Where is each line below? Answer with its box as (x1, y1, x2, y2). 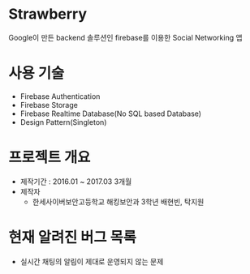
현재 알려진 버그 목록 (8, 229, 136, 246)
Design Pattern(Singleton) (19, 117, 107, 126)
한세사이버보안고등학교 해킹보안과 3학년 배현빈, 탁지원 (32, 196, 205, 207)
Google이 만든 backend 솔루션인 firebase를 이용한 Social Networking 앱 (8, 32, 243, 42)
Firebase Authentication (19, 91, 101, 101)
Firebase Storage (19, 100, 79, 109)
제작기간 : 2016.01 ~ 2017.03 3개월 (19, 176, 132, 186)
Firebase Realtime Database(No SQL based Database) (19, 109, 201, 118)
